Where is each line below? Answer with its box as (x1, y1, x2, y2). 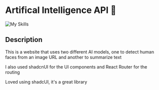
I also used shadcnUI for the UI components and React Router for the (5, 63, 147, 69)
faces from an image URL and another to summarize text (5, 54, 122, 60)
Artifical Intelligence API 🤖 (5, 4, 116, 16)
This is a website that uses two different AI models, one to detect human (5, 48, 154, 54)
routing (5, 69, 20, 75)
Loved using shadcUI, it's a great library (5, 78, 87, 84)
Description (5, 35, 42, 44)
